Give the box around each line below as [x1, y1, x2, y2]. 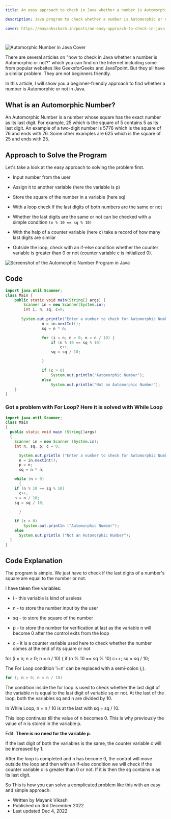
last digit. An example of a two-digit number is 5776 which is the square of [5, 125, 161, 131]
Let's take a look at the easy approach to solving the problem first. [5, 164, 145, 170]
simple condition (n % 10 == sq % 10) [12, 219, 93, 225]
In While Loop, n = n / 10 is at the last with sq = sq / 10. [5, 705, 120, 711]
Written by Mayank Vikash [12, 797, 68, 803]
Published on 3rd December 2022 [12, 803, 84, 809]
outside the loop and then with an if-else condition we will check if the [5, 761, 153, 767]
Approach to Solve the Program [5, 151, 107, 159]
